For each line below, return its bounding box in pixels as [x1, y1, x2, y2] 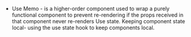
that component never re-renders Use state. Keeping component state [11, 18, 186, 24]
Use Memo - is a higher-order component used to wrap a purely [11, 5, 170, 12]
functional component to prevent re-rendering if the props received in [11, 11, 184, 18]
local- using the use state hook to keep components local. [11, 24, 155, 31]
